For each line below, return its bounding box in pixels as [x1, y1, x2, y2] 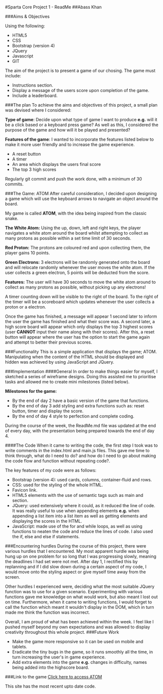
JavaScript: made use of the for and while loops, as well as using [12, 523, 143, 529]
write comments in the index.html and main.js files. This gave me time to [5, 448, 150, 453]
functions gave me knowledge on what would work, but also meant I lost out [5, 594, 158, 600]
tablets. [12, 644, 28, 649]
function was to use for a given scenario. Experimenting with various [5, 589, 143, 594]
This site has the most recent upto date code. [5, 683, 96, 689]
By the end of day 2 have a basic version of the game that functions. [12, 398, 150, 403]
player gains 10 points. [5, 250, 50, 256]
